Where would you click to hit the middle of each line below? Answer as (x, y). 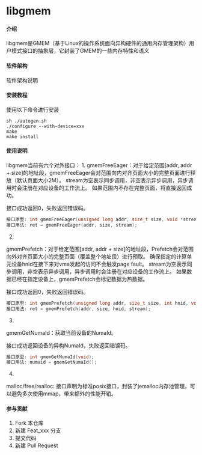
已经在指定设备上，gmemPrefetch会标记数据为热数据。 (80, 279)
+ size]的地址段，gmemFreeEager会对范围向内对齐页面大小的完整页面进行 (98, 173)
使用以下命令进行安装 (32, 109)
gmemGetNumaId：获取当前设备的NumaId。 (62, 332)
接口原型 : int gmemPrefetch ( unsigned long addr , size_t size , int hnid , (97, 303)
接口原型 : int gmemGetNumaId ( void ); (50, 357)
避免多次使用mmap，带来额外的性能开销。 (64, 394)
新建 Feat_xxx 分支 (38, 430)
